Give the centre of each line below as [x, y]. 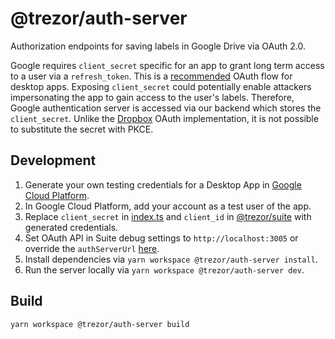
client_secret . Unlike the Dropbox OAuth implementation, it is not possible [164, 118]
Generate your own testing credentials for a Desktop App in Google [163, 184]
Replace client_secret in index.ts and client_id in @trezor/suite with [168, 216]
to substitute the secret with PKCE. [82, 129]
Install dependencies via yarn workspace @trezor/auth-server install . [171, 259]
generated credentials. [71, 227]
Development [53, 160]
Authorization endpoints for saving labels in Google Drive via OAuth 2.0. [158, 46]
